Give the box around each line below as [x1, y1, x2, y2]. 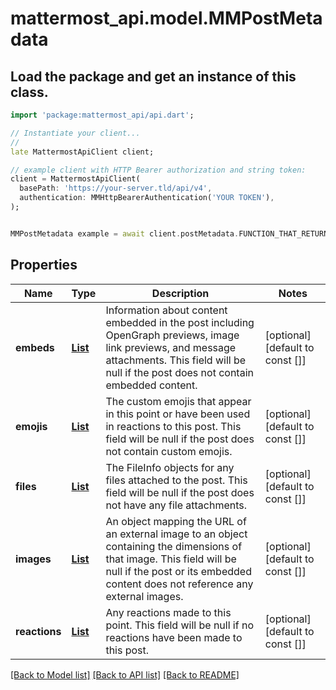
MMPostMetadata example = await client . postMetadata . [10, 228, 240, 239]
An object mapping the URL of [105, 514, 247, 528]
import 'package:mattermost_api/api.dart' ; [10, 110, 195, 120]
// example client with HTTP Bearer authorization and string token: [10, 165, 307, 175]
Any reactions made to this [105, 605, 232, 619]
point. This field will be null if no [105, 618, 254, 632]
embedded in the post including [105, 315, 255, 329]
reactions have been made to [105, 630, 243, 644]
